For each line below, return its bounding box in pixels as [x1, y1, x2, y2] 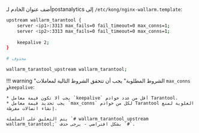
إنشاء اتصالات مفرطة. [6, 106, 58, 112]
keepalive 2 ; [17, 39, 50, 45]
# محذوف [6, 55, 26, 62]
